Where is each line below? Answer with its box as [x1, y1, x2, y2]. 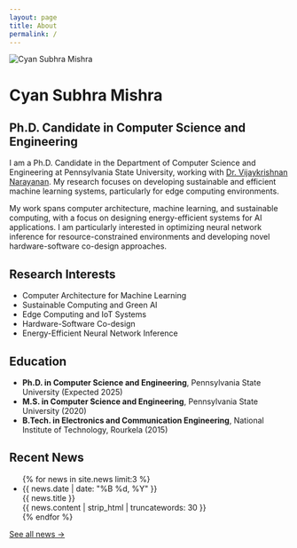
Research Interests [9, 266, 116, 282]
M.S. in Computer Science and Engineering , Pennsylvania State [21, 396, 259, 407]
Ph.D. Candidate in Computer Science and [9, 120, 246, 135]
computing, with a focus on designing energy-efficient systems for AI [9, 212, 262, 223]
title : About [9, 21, 58, 30]
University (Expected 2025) [21, 387, 123, 397]
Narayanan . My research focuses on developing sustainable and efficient [9, 177, 277, 187]
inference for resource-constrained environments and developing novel [9, 232, 270, 242]
